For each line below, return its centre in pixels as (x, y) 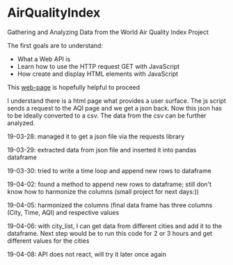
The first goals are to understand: (55, 45)
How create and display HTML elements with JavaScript (98, 74)
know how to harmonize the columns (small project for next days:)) (103, 191)
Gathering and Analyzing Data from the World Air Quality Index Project (108, 32)
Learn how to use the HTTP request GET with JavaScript (98, 66)
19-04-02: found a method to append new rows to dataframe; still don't (110, 184)
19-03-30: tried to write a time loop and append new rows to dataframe (110, 170)
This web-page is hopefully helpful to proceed (74, 87)
